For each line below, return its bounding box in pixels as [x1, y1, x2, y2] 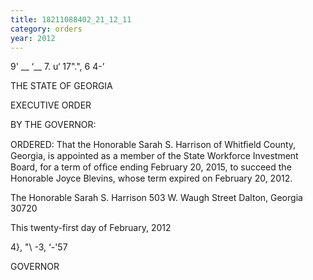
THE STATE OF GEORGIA [10, 80, 113, 92]
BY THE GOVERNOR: [10, 119, 97, 131]
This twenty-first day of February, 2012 [10, 222, 172, 234]
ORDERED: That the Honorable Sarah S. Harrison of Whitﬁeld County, [10, 139, 297, 151]
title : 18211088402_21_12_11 [10, 14, 132, 25]
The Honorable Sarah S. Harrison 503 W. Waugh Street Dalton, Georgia [10, 192, 303, 204]
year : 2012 [10, 33, 56, 43]
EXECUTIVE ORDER [10, 99, 92, 111]
